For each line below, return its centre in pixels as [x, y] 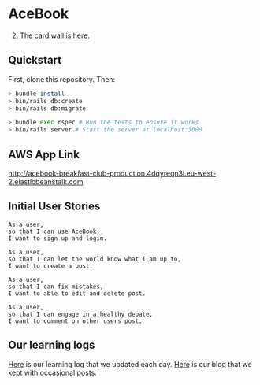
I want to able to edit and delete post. [77, 293]
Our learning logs [52, 345]
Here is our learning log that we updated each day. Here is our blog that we [130, 364]
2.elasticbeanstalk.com [46, 181]
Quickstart [35, 60]
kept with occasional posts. [52, 372]
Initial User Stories [54, 207]
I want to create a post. [50, 266]
